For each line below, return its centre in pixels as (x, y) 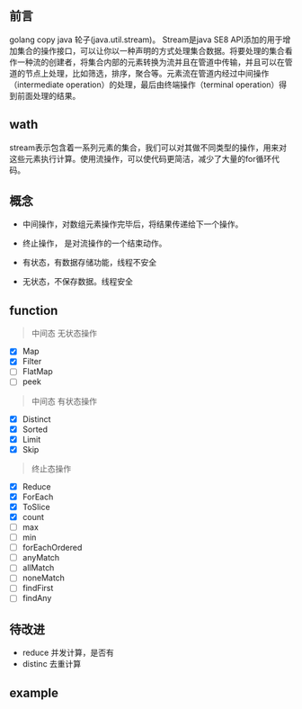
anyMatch (41, 558)
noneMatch (44, 578)
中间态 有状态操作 (64, 401)
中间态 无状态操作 (64, 333)
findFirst (38, 588)
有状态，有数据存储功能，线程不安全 (89, 263)
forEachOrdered (52, 548)
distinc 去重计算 (52, 664)
